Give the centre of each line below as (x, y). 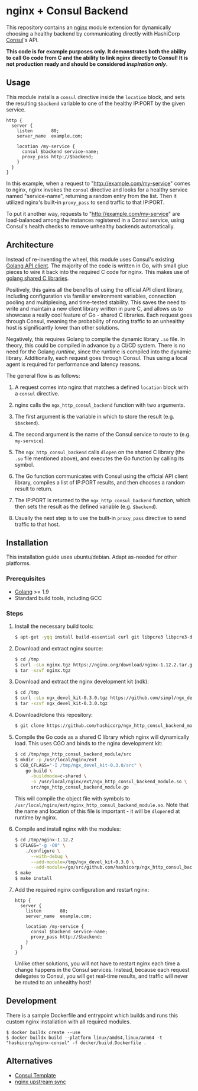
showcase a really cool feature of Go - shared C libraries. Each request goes (99, 315)
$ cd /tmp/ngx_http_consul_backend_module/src (73, 754)
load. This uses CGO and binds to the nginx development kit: (88, 743)
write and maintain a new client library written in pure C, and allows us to (95, 308)
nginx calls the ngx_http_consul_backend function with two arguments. (100, 405)
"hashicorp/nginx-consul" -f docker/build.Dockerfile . (76, 1043)
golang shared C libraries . (38, 278)
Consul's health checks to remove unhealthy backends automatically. (91, 226)
